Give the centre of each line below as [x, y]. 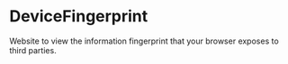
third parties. [33, 50]
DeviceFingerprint [79, 16]
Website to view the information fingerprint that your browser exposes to [144, 41]
